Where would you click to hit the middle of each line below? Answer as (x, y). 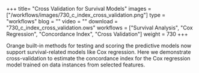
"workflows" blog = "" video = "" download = (62, 21)
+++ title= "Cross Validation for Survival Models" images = (79, 9)
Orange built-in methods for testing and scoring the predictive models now (99, 45)
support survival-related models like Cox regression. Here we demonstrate (99, 52)
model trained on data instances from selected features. (76, 65)
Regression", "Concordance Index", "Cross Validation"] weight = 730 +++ (97, 34)
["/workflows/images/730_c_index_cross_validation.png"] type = (86, 15)
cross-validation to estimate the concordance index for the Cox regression (98, 58)
